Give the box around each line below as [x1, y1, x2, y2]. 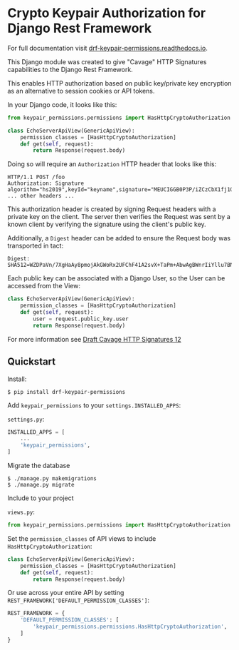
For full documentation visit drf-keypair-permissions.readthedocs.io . [7, 44, 208, 52]
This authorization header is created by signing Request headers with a [7, 205, 216, 213]
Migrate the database [7, 462, 70, 469]
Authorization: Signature [7, 180, 84, 187]
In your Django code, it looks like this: [7, 100, 117, 108]
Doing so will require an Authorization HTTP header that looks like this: [7, 160, 217, 168]
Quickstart [7, 355, 56, 368]
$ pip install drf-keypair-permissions [7, 388, 126, 395]
